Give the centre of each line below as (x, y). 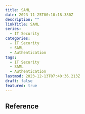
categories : (18, 39)
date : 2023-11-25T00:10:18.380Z (39, 15)
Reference (22, 107)
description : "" (22, 19)
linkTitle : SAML (22, 24)
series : (13, 29)
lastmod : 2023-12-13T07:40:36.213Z (43, 76)
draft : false (19, 81)
